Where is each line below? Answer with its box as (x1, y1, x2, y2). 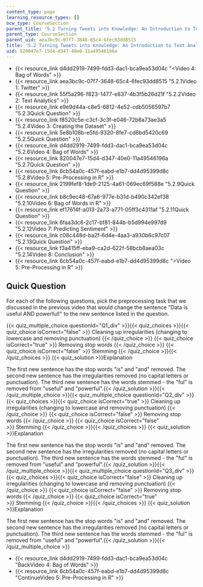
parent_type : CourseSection (6, 31, 77, 37)
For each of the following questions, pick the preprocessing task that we (6, 297, 186, 304)
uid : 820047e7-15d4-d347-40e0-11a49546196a (6, 48, 118, 54)
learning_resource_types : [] (6, 14, 80, 21)
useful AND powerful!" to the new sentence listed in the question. (6, 310, 169, 317)
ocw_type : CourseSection (6, 20, 69, 26)
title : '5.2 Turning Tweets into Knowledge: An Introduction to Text (6, 43, 185, 49)
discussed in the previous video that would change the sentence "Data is (6, 303, 188, 311)
